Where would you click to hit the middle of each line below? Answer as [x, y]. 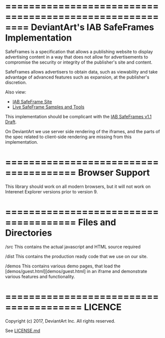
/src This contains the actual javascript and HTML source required [73, 247]
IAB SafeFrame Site [32, 101]
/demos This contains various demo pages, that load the [63, 266]
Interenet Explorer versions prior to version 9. [51, 191]
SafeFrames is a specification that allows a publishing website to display [79, 51]
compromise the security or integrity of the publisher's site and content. [79, 62]
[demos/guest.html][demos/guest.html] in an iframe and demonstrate [76, 271]
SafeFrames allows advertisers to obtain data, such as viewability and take [82, 72]
